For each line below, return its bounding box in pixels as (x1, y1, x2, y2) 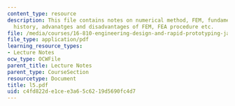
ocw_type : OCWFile (7, 56, 61, 63)
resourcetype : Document (7, 75, 77, 82)
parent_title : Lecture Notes (7, 62, 92, 69)
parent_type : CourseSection (7, 68, 90, 75)
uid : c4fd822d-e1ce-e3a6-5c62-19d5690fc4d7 (7, 88, 136, 95)
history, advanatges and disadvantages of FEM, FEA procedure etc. (13, 23, 215, 30)
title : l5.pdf (7, 82, 49, 89)
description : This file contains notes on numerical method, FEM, (7, 17, 205, 24)
